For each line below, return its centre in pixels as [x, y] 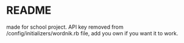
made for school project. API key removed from [65, 27]
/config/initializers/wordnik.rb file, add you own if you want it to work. [92, 33]
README [29, 10]
